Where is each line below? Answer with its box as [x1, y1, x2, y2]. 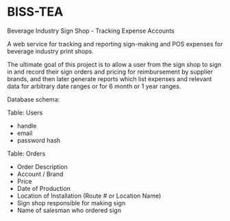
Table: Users [7, 108, 43, 117]
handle [16, 121, 37, 130]
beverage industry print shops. [7, 47, 94, 55]
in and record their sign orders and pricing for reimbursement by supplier [7, 68, 214, 76]
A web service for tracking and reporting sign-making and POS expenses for [7, 40, 223, 48]
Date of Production [16, 184, 71, 192]
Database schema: [7, 95, 60, 103]
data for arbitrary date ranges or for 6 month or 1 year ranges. [7, 82, 181, 90]
